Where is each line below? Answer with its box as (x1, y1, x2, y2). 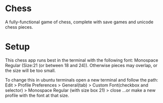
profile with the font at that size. (5, 92, 70, 98)
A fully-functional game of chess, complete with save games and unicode (5, 19, 154, 25)
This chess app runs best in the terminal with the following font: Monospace (5, 57, 158, 63)
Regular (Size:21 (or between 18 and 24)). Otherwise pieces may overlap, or (5, 62, 158, 68)
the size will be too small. (5, 68, 56, 73)
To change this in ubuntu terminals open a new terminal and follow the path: (5, 77, 158, 83)
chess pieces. (5, 24, 33, 30)
